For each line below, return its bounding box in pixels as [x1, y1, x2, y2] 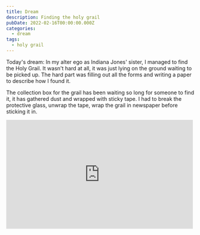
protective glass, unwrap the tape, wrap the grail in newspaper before [6, 101, 178, 109]
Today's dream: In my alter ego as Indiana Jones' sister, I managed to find [6, 58, 188, 66]
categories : [6, 25, 36, 32]
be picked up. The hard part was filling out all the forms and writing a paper [6, 71, 192, 78]
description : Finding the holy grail [6, 14, 100, 20]
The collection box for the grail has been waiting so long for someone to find [6, 89, 195, 96]
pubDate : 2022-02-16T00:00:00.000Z [6, 20, 95, 26]
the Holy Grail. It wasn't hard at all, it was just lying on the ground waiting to [6, 64, 192, 72]
